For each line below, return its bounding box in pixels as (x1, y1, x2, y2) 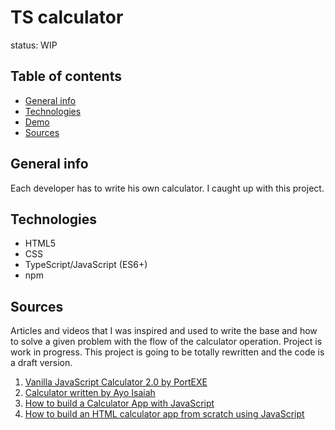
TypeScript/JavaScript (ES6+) (24, 259, 148, 271)
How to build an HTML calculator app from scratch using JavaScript (24, 408, 305, 420)
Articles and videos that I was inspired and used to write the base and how (10, 325, 318, 337)
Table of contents (10, 68, 122, 85)
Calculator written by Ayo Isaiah (24, 387, 156, 399)
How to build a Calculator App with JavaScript (24, 397, 215, 410)
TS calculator (10, 6, 124, 29)
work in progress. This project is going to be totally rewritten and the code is (10, 346, 325, 358)
